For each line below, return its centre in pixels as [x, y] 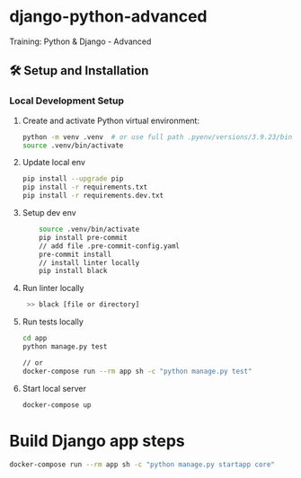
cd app [35, 339]
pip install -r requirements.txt [85, 187]
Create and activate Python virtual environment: [111, 120]
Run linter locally [53, 288]
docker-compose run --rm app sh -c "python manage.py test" [137, 371]
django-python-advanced [109, 17]
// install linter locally [89, 262]
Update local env [53, 163]
